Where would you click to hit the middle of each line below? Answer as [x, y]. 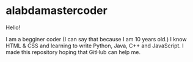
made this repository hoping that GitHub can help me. [73, 52]
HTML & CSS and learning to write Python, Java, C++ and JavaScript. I [95, 46]
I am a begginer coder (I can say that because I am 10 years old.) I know [96, 39]
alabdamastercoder [56, 11]
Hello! [13, 27]
